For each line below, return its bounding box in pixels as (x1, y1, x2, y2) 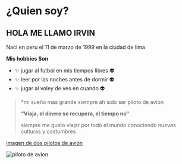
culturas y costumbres (20, 128, 76, 135)
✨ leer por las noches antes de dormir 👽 (14, 76, 115, 83)
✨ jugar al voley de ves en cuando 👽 (14, 85, 105, 92)
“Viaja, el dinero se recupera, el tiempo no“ (20, 110, 130, 117)
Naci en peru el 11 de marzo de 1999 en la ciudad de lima (6, 43, 146, 51)
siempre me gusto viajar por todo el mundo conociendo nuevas (20, 122, 177, 128)
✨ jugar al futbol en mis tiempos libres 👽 (14, 67, 115, 74)
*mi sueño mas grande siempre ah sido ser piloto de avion (20, 99, 164, 105)
